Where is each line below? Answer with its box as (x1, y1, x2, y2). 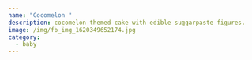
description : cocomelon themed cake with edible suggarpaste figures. (8, 19, 246, 26)
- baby (15, 41, 37, 48)
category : (8, 33, 41, 41)
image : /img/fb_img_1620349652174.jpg (8, 26, 136, 34)
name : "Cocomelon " (8, 11, 73, 19)
